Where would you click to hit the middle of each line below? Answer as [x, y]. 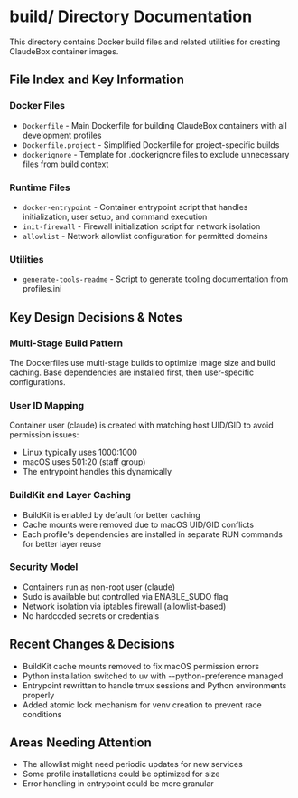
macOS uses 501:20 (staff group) [84, 462]
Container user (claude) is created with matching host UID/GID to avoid [141, 425]
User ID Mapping [47, 405]
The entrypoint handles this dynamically [97, 472]
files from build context [65, 164]
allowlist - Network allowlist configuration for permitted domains [145, 236]
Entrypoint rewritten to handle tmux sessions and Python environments [154, 685]
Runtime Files [40, 187]
